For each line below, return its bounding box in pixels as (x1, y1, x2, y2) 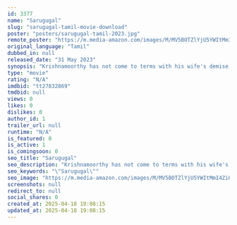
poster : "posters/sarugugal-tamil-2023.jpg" (7, 30, 140, 37)
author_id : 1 (7, 115, 46, 122)
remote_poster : (7, 37, 52, 44)
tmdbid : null (7, 89, 46, 96)
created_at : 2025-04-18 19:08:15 (7, 200, 106, 208)
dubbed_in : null (7, 50, 55, 57)
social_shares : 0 (7, 194, 59, 201)
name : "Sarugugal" (7, 17, 61, 24)
